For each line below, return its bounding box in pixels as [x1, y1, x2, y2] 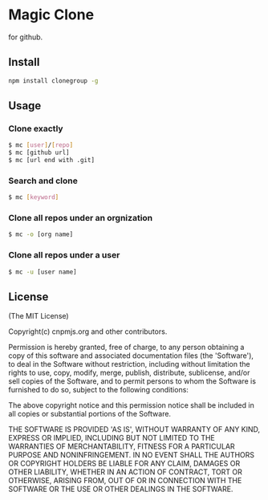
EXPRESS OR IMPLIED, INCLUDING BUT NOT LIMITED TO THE [8, 433, 215, 443]
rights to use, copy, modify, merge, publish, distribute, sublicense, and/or [8, 368, 250, 378]
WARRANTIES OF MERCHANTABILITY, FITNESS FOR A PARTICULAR [8, 441, 235, 451]
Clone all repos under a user [8, 250, 120, 261]
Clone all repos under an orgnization [8, 213, 153, 224]
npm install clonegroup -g [8, 76, 99, 85]
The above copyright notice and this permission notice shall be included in [8, 400, 254, 410]
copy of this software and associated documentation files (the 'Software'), [8, 351, 254, 360]
